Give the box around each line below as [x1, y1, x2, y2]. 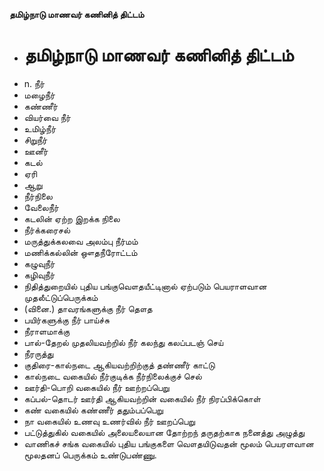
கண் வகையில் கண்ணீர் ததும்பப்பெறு [23, 404, 164, 416]
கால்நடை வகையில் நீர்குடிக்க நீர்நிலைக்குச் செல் [23, 370, 202, 382]
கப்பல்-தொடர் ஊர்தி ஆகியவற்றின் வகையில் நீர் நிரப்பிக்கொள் [23, 392, 261, 404]
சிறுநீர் [23, 134, 48, 146]
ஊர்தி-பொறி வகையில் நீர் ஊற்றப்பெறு [23, 381, 170, 393]
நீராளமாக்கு [23, 325, 71, 337]
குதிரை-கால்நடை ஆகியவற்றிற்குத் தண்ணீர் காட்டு [23, 359, 216, 371]
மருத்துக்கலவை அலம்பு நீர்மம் [23, 235, 139, 247]
